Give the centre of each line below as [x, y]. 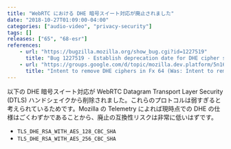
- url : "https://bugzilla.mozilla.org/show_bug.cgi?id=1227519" [113, 52]
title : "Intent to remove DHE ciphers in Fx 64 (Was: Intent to [119, 71]
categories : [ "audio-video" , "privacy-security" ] [80, 26]
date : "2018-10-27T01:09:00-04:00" [58, 20]
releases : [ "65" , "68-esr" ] [47, 39]
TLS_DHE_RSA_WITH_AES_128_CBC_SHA [66, 131]
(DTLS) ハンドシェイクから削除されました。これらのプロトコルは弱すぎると [114, 100]
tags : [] [20, 33]
